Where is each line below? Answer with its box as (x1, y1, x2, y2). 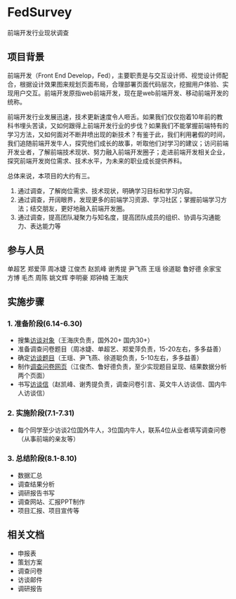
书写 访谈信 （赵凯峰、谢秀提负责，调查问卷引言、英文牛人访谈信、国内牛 (17, 380, 227, 388)
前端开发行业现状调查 (7, 28, 69, 37)
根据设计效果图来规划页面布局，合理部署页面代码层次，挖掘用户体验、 (19, 80, 223, 88)
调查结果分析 (17, 480, 55, 488)
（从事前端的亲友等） (17, 434, 79, 443)
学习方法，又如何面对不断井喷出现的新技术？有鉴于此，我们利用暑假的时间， (7, 130, 229, 138)
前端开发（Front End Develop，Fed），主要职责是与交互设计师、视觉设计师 (7, 71, 223, 80)
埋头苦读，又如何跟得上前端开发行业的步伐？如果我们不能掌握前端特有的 (19, 121, 229, 130)
